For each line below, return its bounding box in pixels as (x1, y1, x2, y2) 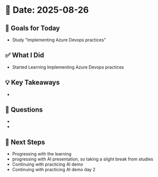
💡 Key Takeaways (5, 78, 60, 87)
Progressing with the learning (12, 151, 72, 157)
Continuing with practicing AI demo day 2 (12, 167, 96, 173)
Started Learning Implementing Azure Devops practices (12, 64, 124, 70)
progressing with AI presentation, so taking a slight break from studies (12, 156, 154, 162)
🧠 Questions (5, 105, 43, 114)
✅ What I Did (5, 51, 44, 59)
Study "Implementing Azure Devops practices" (12, 37, 106, 43)
